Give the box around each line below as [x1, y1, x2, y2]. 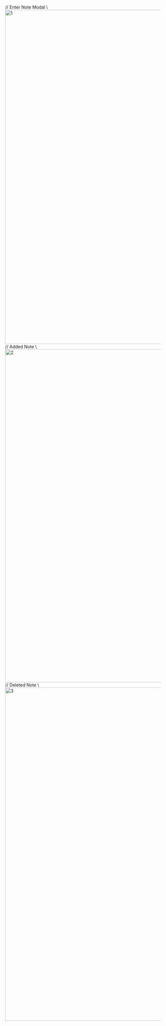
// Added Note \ [5, 344, 37, 349]
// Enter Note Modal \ [5, 4, 48, 10]
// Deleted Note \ [5, 682, 40, 688]
